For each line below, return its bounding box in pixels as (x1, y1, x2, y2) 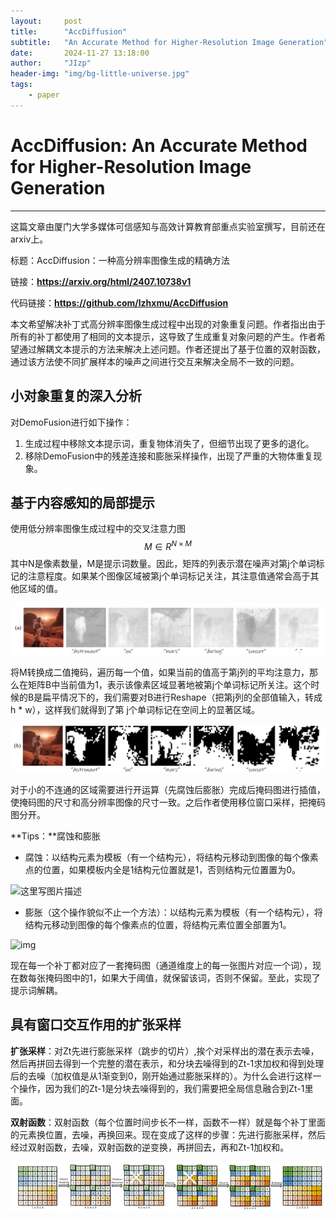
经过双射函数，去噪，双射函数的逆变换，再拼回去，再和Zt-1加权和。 (10, 1141, 290, 1153)
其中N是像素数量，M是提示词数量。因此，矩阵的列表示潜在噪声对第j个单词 (10, 557, 317, 569)
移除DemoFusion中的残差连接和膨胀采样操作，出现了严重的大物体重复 (24, 450, 314, 462)
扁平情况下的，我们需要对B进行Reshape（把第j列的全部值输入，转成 (42, 691, 323, 704)
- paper (28, 90, 60, 100)
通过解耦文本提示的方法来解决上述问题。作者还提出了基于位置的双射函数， (18, 343, 326, 355)
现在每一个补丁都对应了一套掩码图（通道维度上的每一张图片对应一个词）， (10, 959, 313, 971)
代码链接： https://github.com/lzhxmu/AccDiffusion (10, 296, 229, 309)
